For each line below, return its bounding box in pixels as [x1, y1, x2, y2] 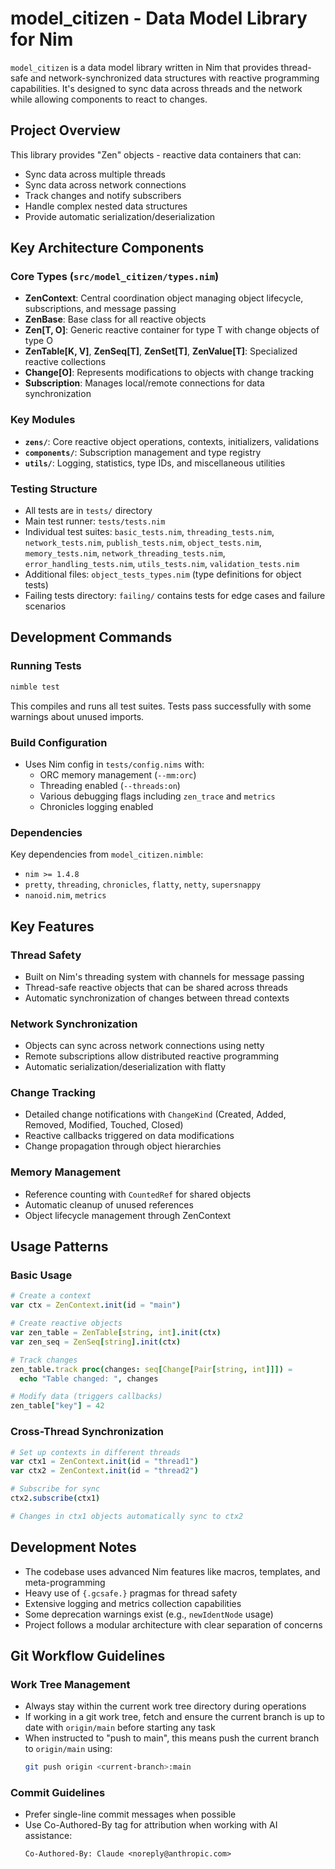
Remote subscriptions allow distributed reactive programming [24, 1050, 280, 1062]
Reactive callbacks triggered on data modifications [24, 1130, 235, 1142]
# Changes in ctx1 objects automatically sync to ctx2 [10, 1511, 244, 1521]
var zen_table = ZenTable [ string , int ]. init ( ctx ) [10, 1328, 222, 1338]
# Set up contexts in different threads [10, 1447, 182, 1457]
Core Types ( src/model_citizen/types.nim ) [10, 270, 220, 284]
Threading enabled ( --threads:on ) [39, 779, 181, 791]
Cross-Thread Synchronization [10, 1425, 165, 1439]
